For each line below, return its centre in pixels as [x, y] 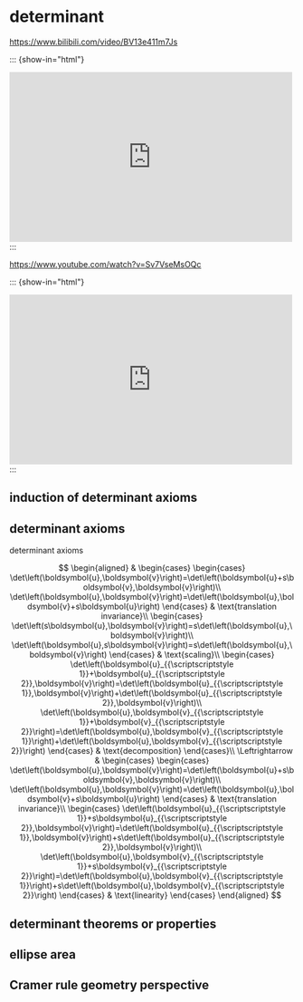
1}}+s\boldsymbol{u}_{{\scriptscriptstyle [152, 818]
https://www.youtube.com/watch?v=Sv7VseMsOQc [105, 264]
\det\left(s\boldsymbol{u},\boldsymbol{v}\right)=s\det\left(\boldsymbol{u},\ [152, 626]
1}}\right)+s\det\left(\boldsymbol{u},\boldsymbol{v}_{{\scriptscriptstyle [152, 886]
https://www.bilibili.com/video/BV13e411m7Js [94, 42]
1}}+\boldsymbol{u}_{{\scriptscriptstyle [152, 674]
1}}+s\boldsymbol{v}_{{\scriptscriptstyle [152, 866]
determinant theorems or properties [113, 924]
